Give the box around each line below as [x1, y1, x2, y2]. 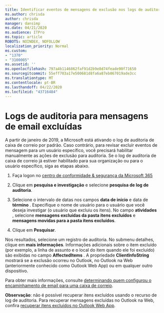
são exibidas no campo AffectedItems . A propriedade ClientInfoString [5, 252, 149, 258]
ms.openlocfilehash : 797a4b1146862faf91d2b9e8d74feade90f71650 [5, 67, 137, 72]
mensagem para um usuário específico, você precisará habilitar [5, 148, 133, 154]
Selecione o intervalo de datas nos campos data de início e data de [12, 197, 148, 203]
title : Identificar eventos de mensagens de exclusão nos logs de [5, 7, 143, 12]
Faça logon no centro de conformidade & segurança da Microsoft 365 [12, 173, 153, 179]
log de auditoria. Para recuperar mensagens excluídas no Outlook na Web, [5, 297, 155, 303]
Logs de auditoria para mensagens [5, 110, 149, 122]
